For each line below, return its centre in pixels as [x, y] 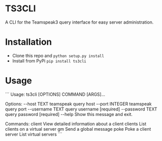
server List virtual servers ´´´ [34, 134]
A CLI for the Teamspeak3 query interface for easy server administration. [79, 22]
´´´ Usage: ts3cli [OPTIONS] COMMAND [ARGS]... [55, 94]
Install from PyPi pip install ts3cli [49, 61]
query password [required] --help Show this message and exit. [69, 114]
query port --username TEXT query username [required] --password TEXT [81, 109]
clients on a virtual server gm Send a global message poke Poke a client [78, 129]
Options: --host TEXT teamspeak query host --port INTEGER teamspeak [78, 104]
